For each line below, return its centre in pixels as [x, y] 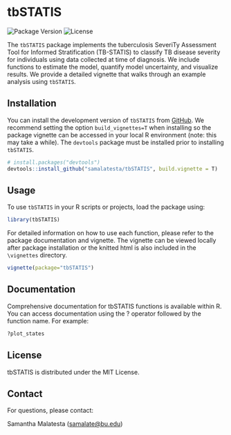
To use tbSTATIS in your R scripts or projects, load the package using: [106, 207]
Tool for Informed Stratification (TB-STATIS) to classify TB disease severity [114, 52]
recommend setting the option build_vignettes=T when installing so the [109, 127]
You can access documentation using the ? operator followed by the [104, 314]
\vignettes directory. [37, 255]
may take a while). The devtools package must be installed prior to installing [116, 142]
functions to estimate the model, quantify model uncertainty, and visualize [113, 67]
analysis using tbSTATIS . [41, 81]
